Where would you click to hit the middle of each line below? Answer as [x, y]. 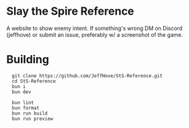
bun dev [22, 92]
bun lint [23, 102]
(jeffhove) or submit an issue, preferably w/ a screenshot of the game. [95, 34]
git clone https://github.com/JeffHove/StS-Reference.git [87, 76]
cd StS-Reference [34, 81]
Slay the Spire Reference [70, 11]
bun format [26, 108]
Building [28, 60]
